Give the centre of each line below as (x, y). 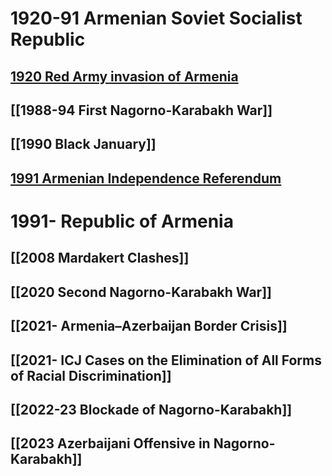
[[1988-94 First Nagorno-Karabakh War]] (141, 110)
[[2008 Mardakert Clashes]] (100, 258)
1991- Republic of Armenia (122, 221)
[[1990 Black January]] (83, 144)
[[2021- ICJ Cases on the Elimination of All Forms (166, 360)
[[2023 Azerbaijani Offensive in (110, 443)
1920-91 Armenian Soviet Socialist (156, 18)
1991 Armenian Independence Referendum (146, 178)
